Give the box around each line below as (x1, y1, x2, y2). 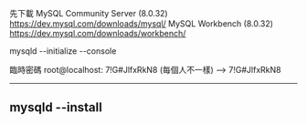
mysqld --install (9, 99, 102, 116)
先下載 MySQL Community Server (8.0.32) (9, 8, 168, 18)
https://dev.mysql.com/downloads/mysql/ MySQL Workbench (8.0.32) (9, 18, 274, 29)
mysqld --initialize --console (9, 46, 117, 57)
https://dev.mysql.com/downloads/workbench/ (9, 28, 186, 38)
